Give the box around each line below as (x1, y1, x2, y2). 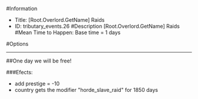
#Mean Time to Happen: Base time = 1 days (14, 29, 121, 36)
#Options (6, 41, 29, 47)
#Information (6, 5, 38, 12)
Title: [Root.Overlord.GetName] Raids (14, 16, 105, 23)
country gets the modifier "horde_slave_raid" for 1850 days (14, 87, 158, 93)
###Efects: (6, 69, 33, 75)
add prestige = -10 (14, 80, 60, 87)
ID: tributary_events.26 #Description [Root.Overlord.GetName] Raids (14, 23, 180, 29)
